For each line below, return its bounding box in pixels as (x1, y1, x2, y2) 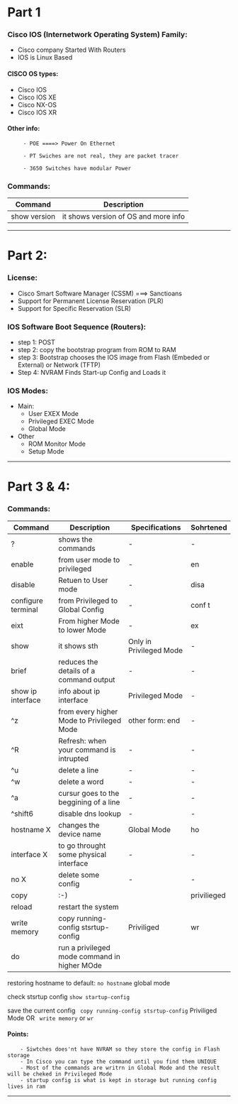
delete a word (58, 777, 104, 787)
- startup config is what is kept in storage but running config (20, 1076, 217, 1083)
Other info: (7, 124, 40, 133)
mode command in (58, 951, 120, 961)
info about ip (58, 686, 101, 696)
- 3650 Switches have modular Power (23, 165, 132, 172)
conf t (191, 600, 210, 610)
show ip (11, 686, 38, 696)
